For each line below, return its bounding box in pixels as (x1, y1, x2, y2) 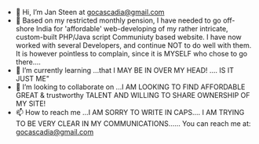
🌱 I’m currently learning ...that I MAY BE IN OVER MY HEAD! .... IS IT (15, 66, 234, 74)
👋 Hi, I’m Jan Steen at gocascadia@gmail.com (15, 8, 165, 16)
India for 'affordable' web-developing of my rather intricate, (35, 24, 229, 33)
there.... (15, 57, 42, 67)
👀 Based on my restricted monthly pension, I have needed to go (15, 16, 221, 25)
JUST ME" (15, 74, 49, 83)
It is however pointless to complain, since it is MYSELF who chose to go (15, 49, 248, 58)
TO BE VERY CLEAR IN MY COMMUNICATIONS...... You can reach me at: (15, 119, 251, 128)
